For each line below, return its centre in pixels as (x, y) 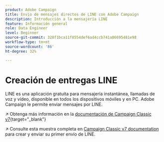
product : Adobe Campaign (31, 10)
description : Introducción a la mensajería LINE (56, 19)
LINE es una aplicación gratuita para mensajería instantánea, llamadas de (80, 94)
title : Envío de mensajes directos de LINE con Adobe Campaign (72, 14)
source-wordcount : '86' (30, 47)
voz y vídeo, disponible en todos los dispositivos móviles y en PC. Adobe (80, 99)
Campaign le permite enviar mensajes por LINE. (54, 104)
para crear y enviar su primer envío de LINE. (50, 134)
